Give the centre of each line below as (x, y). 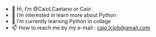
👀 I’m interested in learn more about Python (64, 15)
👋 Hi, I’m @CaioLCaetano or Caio (51, 9)
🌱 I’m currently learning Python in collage (61, 21)
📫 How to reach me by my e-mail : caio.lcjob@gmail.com (81, 28)
